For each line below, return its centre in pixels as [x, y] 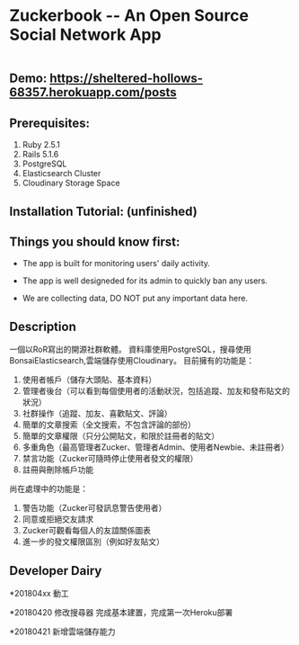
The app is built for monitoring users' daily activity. [116, 264]
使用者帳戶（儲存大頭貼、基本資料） [89, 380]
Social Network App [85, 35]
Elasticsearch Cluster [62, 174]
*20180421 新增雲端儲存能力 [62, 632]
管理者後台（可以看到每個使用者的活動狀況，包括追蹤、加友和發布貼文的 [156, 391]
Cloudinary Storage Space [71, 183]
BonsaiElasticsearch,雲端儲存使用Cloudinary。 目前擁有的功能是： [132, 361]
